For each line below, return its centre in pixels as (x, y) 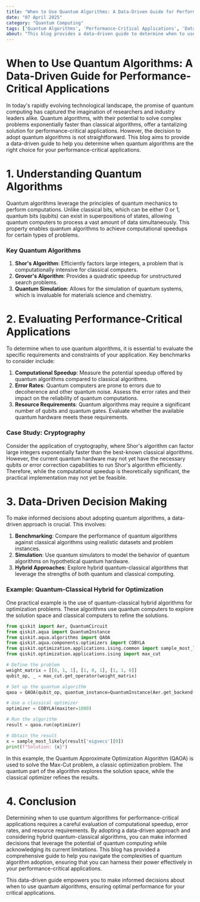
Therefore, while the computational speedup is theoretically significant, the (98, 471)
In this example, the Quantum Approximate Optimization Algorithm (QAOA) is (100, 758)
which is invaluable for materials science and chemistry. (83, 295)
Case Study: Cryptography (46, 432)
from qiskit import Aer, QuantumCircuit (57, 626)
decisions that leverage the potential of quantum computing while (87, 843)
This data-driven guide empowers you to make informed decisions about (96, 880)
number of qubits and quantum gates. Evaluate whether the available (99, 411)
